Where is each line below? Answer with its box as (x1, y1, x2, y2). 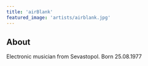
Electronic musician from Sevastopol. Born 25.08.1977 (6, 53, 142, 61)
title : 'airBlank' (6, 8, 53, 15)
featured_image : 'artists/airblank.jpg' (6, 15, 111, 21)
